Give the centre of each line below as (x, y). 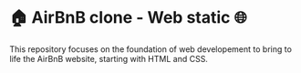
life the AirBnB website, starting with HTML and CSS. (109, 58)
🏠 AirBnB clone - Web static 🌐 (129, 18)
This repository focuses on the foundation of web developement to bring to (150, 49)
